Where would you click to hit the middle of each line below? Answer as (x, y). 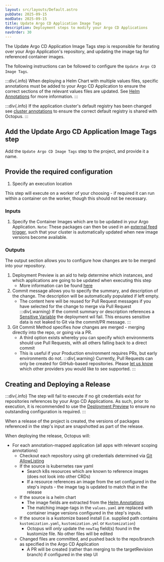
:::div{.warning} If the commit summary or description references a (87, 312)
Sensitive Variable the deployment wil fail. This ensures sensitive (85, 317)
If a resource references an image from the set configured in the (92, 482)
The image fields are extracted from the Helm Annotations (85, 503)
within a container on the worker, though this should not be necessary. (76, 198)
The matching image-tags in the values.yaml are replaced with (90, 508)
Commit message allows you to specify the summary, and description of (85, 291)
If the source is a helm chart (48, 497)
